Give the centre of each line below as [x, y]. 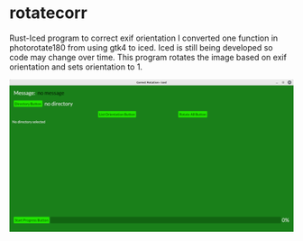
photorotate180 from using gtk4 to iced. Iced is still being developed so [141, 47]
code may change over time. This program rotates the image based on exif [148, 57]
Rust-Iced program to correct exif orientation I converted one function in [144, 38]
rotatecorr [48, 13]
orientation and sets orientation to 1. [76, 67]
